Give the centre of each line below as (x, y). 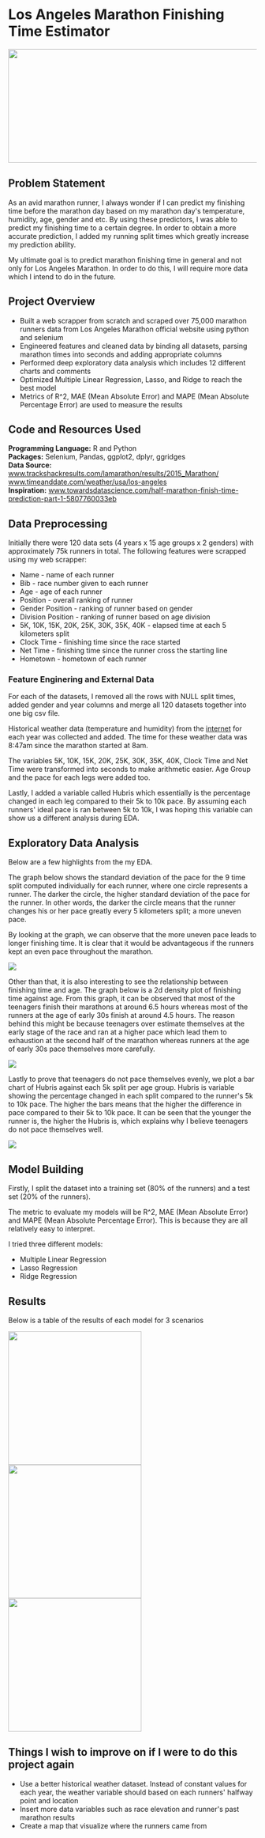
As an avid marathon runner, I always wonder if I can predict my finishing (127, 202)
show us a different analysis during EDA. (74, 818)
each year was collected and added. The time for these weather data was (128, 737)
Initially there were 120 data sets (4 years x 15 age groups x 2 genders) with (131, 543)
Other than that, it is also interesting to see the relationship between (118, 981)
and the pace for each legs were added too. (79, 777)
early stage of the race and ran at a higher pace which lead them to (118, 1032)
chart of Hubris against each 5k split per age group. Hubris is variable (121, 1087)
